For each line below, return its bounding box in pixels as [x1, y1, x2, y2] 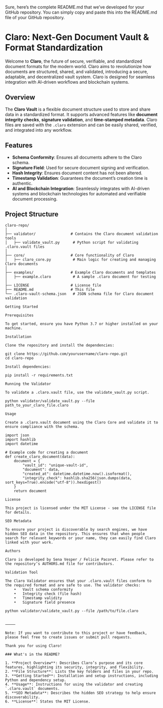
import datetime [5, 442, 38, 447]
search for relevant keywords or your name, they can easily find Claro [5, 536, 156, 541]
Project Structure [5, 210, 59, 218]
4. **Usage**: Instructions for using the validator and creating [5, 682, 143, 687]
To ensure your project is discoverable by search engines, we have [5, 527, 147, 532]
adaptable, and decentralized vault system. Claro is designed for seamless [5, 73, 155, 80]
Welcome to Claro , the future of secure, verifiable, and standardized [5, 58, 143, 64]
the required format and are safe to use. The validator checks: [5, 583, 141, 588]
